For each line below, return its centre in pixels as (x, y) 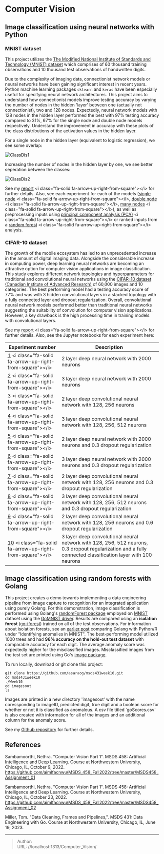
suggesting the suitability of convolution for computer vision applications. (79, 310)
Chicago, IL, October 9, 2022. (35, 767)
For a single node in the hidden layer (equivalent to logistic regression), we (80, 140)
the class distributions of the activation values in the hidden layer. (71, 131)
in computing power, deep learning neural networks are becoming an (74, 264)
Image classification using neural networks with (80, 27)
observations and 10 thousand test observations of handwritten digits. (75, 69)
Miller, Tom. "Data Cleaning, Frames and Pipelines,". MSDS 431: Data (74, 817)
